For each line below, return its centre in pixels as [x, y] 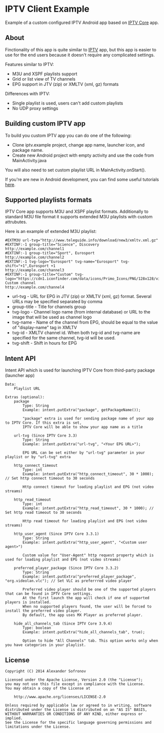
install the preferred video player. [43, 611]
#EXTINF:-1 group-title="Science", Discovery [52, 245]
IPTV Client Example [47, 9]
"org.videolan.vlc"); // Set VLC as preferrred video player [69, 581]
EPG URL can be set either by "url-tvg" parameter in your [84, 453]
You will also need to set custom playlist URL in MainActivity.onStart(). [76, 170]
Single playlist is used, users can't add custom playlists [68, 103]
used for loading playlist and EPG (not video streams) [63, 560]
